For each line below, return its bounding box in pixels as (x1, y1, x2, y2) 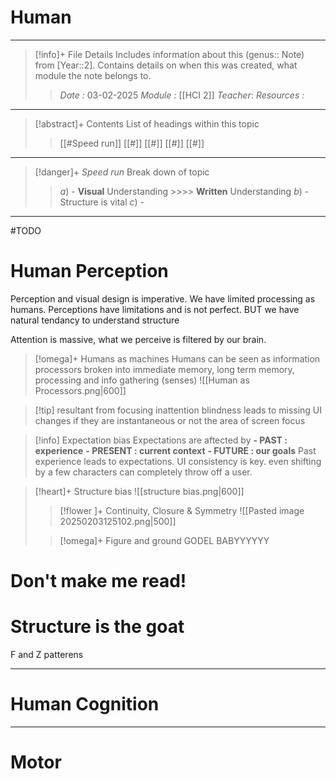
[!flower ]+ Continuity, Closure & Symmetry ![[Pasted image (59, 504, 305, 516)
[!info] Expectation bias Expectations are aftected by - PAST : (34, 434, 288, 446)
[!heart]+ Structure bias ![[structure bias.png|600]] (34, 485, 245, 497)
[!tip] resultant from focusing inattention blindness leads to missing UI (34, 404, 323, 416)
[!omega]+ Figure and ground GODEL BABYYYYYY (59, 534, 270, 546)
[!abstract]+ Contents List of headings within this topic (34, 117, 260, 130)
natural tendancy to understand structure (10, 314, 180, 326)
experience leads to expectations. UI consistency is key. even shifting (34, 455, 322, 467)
